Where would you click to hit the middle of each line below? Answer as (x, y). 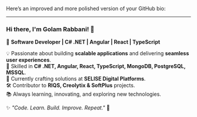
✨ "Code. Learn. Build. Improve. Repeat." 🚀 (58, 108)
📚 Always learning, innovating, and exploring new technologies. (84, 94)
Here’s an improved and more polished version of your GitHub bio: (86, 9)
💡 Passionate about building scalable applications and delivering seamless (98, 54)
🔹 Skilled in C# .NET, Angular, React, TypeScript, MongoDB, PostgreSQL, (96, 66)
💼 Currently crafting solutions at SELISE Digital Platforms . (76, 79)
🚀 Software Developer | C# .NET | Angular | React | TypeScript (83, 42)
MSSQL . (16, 72)
